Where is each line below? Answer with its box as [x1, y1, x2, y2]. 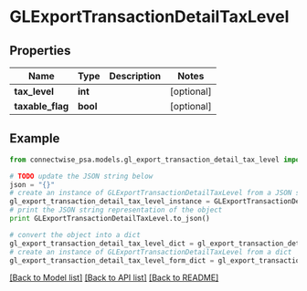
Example [9, 130, 60, 147]
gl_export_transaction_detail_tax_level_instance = [9, 197, 210, 206]
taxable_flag [14, 100, 69, 112]
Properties [9, 43, 71, 58]
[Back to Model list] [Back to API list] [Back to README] [9, 272, 219, 284]
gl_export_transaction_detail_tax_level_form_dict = [9, 255, 215, 265]
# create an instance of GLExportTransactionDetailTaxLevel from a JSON [9, 189, 292, 198]
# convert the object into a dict [9, 230, 142, 239]
